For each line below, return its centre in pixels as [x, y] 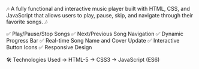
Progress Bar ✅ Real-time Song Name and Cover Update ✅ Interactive [93, 40]
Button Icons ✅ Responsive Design [49, 47]
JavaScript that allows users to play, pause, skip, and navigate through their [100, 15]
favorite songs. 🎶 [27, 22]
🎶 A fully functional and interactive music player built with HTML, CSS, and [98, 9]
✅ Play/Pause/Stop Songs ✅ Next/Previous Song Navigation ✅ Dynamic [95, 34]
